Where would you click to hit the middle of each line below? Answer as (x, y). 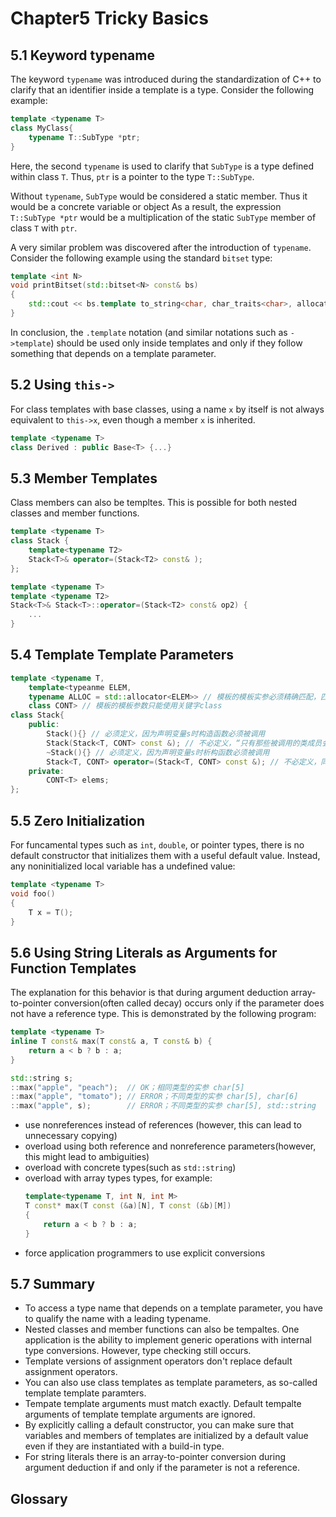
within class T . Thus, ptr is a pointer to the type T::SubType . (132, 176)
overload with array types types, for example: (118, 1178)
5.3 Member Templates (84, 478)
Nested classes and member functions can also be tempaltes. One (162, 1329)
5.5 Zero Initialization (78, 820)
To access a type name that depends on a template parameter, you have (174, 1308)
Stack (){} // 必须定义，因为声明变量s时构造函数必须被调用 (156, 734)
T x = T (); (51, 912)
